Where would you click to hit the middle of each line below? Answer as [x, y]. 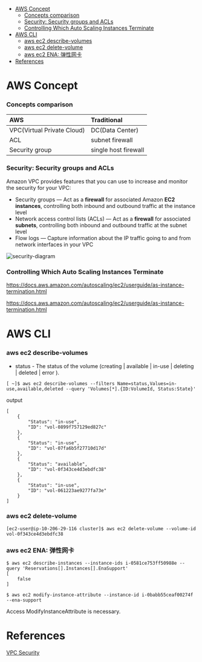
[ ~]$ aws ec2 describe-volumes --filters [60, 383]
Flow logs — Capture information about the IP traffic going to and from [103, 238]
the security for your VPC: [39, 187]
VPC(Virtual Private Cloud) [47, 131]
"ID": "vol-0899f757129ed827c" [67, 427]
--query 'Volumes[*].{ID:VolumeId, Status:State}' [131, 389]
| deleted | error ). [37, 372]
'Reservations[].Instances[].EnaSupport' [75, 569]
